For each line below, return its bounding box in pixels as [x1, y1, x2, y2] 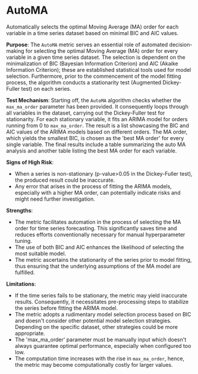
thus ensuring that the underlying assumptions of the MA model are [14, 262, 181, 270]
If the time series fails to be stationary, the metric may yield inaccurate [14, 291, 187, 299]
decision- [169, 41, 193, 48]
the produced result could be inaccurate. [14, 176, 115, 183]
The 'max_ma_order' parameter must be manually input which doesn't [14, 336, 187, 343]
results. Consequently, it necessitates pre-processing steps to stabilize [14, 298, 189, 305]
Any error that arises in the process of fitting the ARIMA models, [14, 182, 172, 190]
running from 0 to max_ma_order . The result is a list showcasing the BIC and [6, 122, 189, 129]
